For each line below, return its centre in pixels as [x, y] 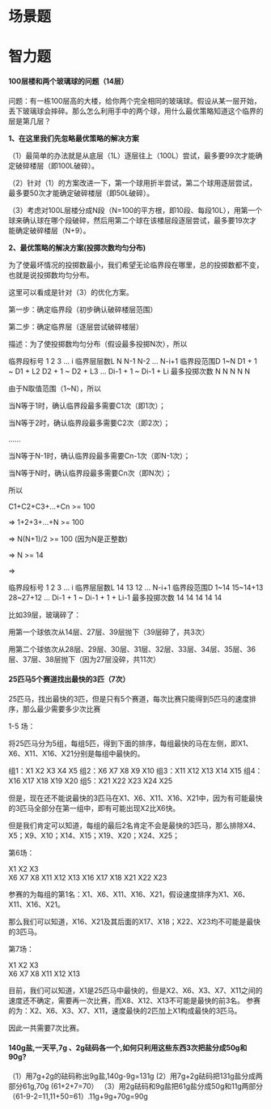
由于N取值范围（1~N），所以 [55, 388]
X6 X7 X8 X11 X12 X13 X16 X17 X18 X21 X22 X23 [88, 877]
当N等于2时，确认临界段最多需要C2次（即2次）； [89, 423]
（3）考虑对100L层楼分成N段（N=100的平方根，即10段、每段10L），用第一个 [135, 210]
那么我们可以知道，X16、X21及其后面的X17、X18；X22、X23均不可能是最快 [135, 921]
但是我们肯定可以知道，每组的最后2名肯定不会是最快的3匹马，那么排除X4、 [134, 825]
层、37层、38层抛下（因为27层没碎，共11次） [84, 659]
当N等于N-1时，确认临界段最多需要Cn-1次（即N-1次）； [100, 455]
